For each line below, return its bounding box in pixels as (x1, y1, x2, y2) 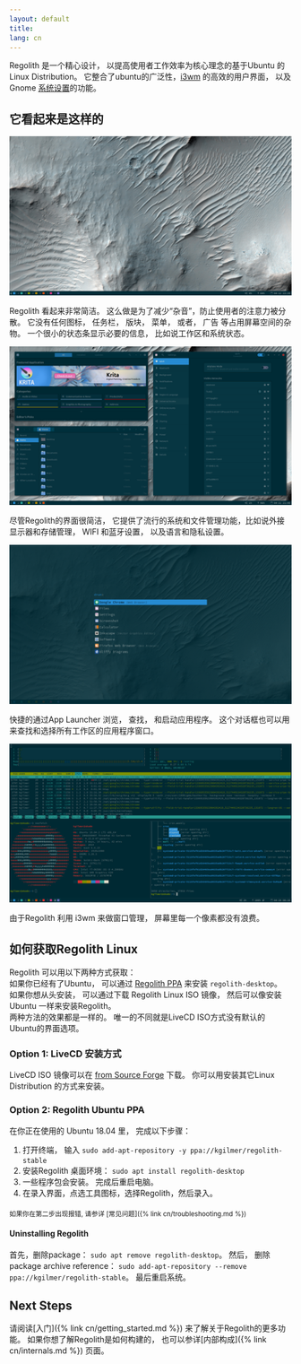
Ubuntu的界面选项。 (9, 1023, 84, 1033)
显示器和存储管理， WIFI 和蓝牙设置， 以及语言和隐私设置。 (9, 526, 229, 537)
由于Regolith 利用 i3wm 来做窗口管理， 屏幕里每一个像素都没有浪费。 (9, 913, 265, 924)
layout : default (9, 14, 70, 23)
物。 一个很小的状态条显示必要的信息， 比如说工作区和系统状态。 (9, 327, 249, 338)
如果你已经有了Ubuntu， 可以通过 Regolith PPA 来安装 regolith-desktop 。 (9, 978, 282, 988)
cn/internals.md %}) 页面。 (9, 1345, 109, 1356)
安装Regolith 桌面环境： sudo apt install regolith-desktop (21, 1165, 245, 1176)
